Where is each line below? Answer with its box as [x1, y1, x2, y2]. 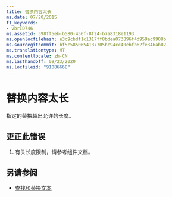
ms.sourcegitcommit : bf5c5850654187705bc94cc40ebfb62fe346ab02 [6, 42, 167, 48]
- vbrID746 [6, 25, 33, 32]
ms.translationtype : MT [6, 48, 65, 54]
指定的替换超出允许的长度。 [6, 112, 74, 120]
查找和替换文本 [14, 184, 52, 191]
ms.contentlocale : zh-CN [6, 53, 68, 59]
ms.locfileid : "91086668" [6, 64, 70, 70]
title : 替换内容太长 [6, 8, 52, 15]
